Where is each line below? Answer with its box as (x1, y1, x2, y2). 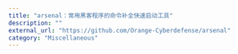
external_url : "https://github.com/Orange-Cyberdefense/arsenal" (8, 26, 231, 34)
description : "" (8, 19, 63, 27)
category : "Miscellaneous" (8, 33, 99, 42)
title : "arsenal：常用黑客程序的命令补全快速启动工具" (8, 11, 174, 20)
